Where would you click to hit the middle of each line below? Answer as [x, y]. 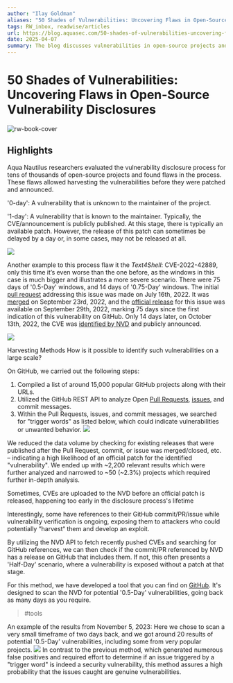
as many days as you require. [49, 600]
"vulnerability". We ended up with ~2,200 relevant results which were [106, 465]
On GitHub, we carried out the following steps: [74, 371]
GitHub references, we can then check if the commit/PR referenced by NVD [115, 549]
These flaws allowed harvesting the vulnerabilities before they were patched [116, 182]
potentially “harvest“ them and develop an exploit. [78, 528]
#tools [33, 613]
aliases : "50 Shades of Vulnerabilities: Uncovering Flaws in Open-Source [118, 20]
